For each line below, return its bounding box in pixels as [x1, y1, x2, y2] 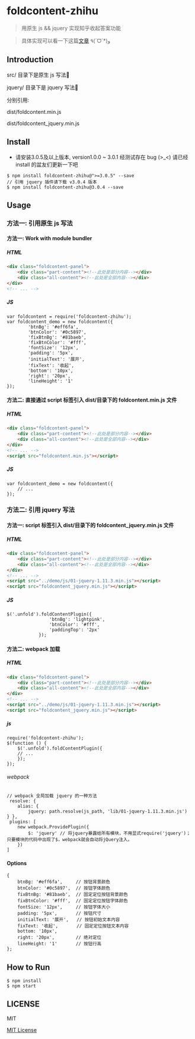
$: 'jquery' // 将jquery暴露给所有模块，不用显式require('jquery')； [28, 830, 191, 836]
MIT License [7, 1026, 37, 1033]
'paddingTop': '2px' [49, 627, 100, 633]
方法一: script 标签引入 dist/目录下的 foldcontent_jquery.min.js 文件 [7, 522, 174, 529]
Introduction [7, 55, 54, 65]
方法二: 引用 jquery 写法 [7, 506, 75, 514]
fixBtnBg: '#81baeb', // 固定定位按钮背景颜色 [17, 891, 128, 898]
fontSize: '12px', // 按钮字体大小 [17, 904, 110, 910]
